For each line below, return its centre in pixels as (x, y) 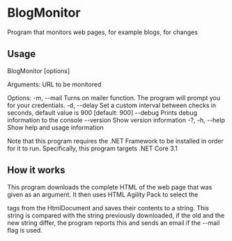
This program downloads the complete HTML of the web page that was (110, 187)
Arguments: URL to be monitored (54, 84)
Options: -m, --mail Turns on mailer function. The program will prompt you (114, 98)
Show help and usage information (56, 127)
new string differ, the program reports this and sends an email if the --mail (114, 223)
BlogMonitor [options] (39, 70)
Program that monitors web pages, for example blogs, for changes (103, 32)
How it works (36, 170)
